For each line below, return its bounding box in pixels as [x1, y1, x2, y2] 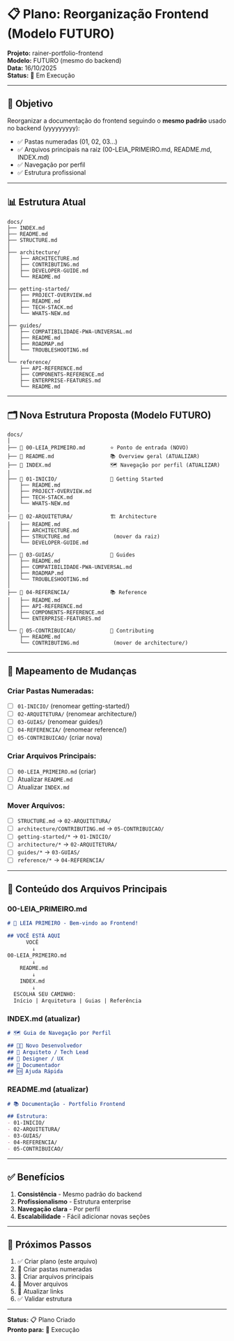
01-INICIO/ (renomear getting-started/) [17, 702, 130, 711]
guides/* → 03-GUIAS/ [17, 848, 80, 856]
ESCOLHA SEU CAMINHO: [13, 990, 77, 998]
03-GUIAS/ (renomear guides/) [17, 718, 103, 726]
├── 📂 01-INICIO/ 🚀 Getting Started [7, 476, 164, 483]
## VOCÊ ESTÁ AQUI [7, 932, 61, 939]
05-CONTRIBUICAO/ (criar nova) [17, 734, 103, 742]
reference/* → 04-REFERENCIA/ [17, 856, 105, 864]
